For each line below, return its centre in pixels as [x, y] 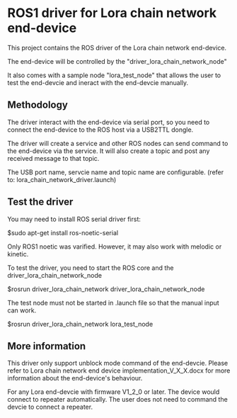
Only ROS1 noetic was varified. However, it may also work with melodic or [115, 247]
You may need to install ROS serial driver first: [74, 219]
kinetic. [18, 254]
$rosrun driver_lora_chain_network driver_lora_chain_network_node [106, 289]
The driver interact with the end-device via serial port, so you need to [109, 122]
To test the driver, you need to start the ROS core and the [91, 268]
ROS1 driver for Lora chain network [112, 13]
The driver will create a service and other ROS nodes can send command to [118, 143]
